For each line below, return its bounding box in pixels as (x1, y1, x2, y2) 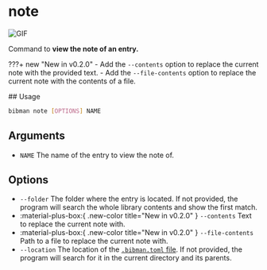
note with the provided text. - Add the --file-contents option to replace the (8, 67, 257, 77)
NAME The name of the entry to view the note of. (19, 150, 175, 160)
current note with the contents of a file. (8, 76, 137, 86)
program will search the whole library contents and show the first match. (19, 202, 258, 212)
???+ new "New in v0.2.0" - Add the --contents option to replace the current (8, 59, 259, 69)
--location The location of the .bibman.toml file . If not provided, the (19, 245, 242, 254)
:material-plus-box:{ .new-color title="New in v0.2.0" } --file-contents (19, 228, 254, 237)
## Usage (8, 91, 41, 101)
